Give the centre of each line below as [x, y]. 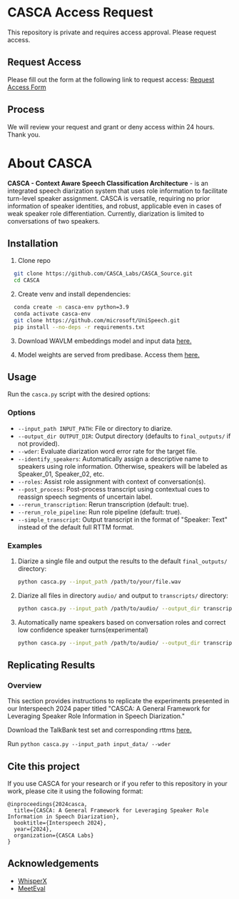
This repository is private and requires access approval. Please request [112, 32]
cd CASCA [27, 280]
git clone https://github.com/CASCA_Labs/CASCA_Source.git [103, 274]
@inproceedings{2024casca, [47, 805]
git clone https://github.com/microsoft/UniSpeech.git [97, 320]
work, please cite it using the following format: [76, 791]
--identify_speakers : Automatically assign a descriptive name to [113, 459]
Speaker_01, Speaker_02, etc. [61, 474]
